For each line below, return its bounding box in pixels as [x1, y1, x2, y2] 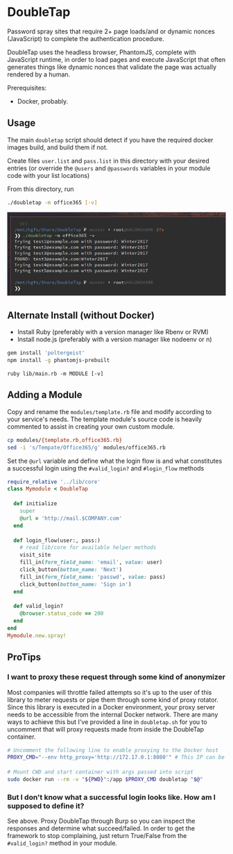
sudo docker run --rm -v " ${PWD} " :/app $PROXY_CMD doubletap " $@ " [7, 776, 203, 783]
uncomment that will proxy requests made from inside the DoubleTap [7, 725, 205, 733]
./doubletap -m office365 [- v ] [7, 199, 98, 206]
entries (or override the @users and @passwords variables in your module [7, 164, 211, 172]
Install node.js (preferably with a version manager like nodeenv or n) [17, 335, 213, 344]
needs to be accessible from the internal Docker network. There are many [7, 710, 218, 718]
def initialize [13, 500, 58, 507]
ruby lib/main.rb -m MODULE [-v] [7, 370, 104, 377]
